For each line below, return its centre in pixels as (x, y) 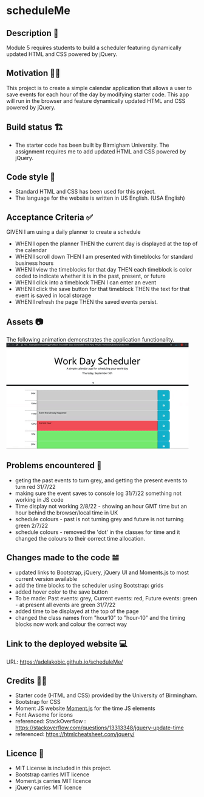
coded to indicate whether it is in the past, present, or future (90, 276)
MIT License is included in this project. (63, 768)
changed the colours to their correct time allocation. (80, 538)
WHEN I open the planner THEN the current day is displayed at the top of (106, 244)
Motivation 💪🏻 (33, 73)
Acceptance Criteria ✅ (49, 217)
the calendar (31, 250)
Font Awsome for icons (44, 715)
